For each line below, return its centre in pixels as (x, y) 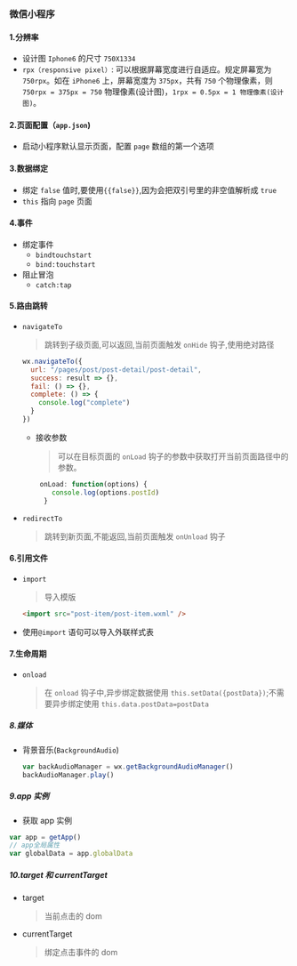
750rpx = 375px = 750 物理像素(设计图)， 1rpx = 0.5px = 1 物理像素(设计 (153, 92)
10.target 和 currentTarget (59, 874)
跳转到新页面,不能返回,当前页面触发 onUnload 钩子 (135, 536)
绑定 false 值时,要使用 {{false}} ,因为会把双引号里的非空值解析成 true (149, 189)
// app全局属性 (35, 845)
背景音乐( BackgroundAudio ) (71, 750)
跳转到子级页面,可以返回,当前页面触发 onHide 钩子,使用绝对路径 (159, 344)
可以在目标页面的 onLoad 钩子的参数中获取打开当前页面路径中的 (173, 456)
